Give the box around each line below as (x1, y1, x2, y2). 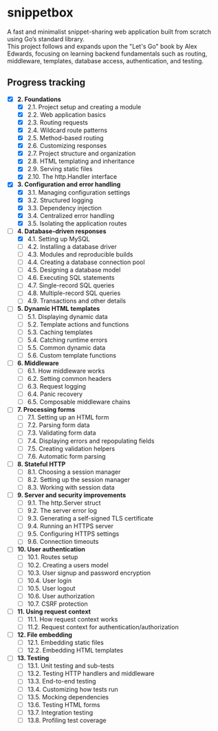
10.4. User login (27, 576, 72, 585)
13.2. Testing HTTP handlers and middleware (27, 669, 155, 678)
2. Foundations (17, 95, 62, 103)
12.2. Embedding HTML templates (27, 646, 124, 655)
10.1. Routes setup (27, 553, 78, 561)
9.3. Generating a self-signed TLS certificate (27, 514, 153, 523)
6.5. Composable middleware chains (27, 397, 131, 406)
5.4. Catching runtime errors (27, 336, 108, 344)
